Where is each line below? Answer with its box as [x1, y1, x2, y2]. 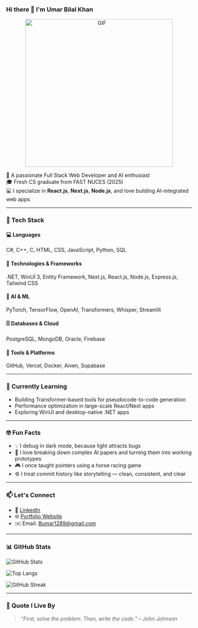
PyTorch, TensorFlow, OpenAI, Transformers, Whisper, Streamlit [6, 306, 161, 313]
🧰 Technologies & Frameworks [6, 260, 82, 267]
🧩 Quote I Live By [6, 601, 55, 610]
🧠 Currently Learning [6, 383, 67, 391]
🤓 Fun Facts [6, 429, 41, 437]
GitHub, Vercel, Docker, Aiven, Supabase [6, 362, 105, 369]
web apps [6, 196, 31, 203]
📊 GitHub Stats [6, 543, 51, 551]
